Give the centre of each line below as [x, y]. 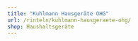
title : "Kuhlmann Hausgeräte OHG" [58, 14]
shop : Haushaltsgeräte [41, 26]
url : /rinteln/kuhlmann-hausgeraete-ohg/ [69, 20]
